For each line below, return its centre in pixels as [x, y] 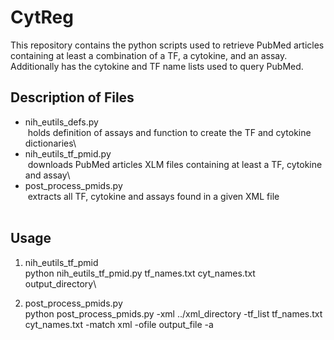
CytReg [42, 17]
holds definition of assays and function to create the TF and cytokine [169, 132]
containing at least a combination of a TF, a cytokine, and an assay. [149, 55]
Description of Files [72, 97]
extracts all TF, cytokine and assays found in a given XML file [153, 196]
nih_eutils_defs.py [61, 122]
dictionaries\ [50, 143]
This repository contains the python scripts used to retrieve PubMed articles [167, 45]
